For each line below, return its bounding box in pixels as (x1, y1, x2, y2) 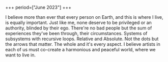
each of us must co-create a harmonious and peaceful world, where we (5, 47, 156, 52)
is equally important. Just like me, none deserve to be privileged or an (5, 20, 152, 25)
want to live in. (5, 52, 36, 58)
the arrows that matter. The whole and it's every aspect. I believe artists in (5, 41, 160, 47)
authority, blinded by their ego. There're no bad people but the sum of (5, 25, 152, 31)
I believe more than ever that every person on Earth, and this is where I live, (5, 14, 163, 20)
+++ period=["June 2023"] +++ (5, 5, 72, 10)
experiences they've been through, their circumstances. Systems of (5, 30, 148, 36)
